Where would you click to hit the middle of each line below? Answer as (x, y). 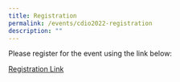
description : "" (35, 31)
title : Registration (43, 16)
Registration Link (36, 69)
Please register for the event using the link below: (90, 54)
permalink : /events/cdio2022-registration (80, 23)
